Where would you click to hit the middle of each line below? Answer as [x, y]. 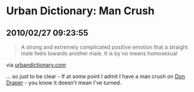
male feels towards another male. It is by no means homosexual [99, 53]
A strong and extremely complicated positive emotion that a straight [104, 47]
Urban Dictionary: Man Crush [81, 11]
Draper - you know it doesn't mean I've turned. [64, 83]
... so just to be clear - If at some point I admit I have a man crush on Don [96, 76]
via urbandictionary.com [36, 65]
